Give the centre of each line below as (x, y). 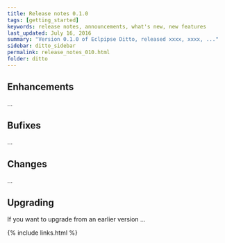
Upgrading (31, 202)
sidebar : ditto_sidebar (42, 46)
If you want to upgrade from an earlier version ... (76, 219)
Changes (27, 164)
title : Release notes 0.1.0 (48, 14)
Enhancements (41, 87)
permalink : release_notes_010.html (59, 53)
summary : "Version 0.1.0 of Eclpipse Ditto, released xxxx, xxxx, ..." (113, 40)
